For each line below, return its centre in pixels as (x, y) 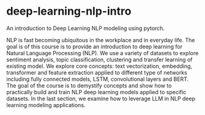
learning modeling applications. (46, 105)
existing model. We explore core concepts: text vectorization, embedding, (99, 66)
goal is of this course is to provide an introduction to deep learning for (94, 46)
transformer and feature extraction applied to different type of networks (97, 72)
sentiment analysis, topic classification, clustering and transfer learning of (99, 59)
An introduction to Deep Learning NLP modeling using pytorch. (86, 28)
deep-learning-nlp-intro (69, 11)
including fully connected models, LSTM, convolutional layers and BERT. (98, 79)
